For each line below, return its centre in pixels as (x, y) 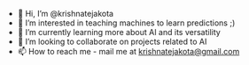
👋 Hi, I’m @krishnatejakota (65, 14)
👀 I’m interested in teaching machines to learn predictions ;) (126, 23)
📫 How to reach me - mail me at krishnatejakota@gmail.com (128, 51)
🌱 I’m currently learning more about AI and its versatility (119, 32)
